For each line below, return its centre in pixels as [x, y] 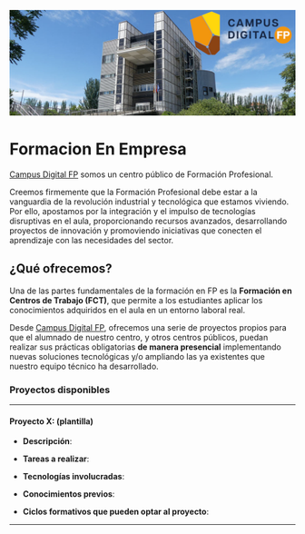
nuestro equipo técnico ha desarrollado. [84, 366]
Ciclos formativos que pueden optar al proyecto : [116, 512]
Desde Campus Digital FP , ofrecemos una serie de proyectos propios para [148, 327]
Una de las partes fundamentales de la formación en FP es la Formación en [151, 291]
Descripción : [47, 441]
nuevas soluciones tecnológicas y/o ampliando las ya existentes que [138, 356]
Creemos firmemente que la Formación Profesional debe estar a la [133, 192]
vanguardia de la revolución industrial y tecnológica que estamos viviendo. [149, 202]
